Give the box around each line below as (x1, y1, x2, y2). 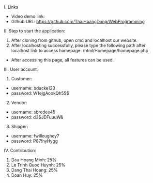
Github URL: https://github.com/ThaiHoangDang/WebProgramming (11, 19, 145, 24)
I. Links (4, 4, 18, 10)
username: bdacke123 (11, 85, 56, 91)
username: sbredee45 (11, 109, 56, 115)
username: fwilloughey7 (11, 133, 60, 138)
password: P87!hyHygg (11, 138, 58, 144)
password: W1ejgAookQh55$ (11, 91, 69, 96)
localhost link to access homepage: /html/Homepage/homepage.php (11, 48, 149, 53)
